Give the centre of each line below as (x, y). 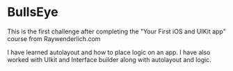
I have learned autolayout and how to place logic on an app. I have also (109, 52)
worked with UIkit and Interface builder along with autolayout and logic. (110, 59)
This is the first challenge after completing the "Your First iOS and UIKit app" (116, 31)
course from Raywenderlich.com (54, 38)
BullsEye (33, 12)
